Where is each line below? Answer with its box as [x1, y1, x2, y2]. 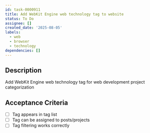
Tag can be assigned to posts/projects [12, 117, 90, 123]
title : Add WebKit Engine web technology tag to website [5, 12, 124, 17]
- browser [9, 39, 29, 44]
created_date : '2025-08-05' [5, 25, 63, 30]
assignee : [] [5, 21, 32, 26]
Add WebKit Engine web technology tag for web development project [5, 79, 145, 85]
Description [5, 66, 42, 74]
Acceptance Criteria [5, 98, 68, 107]
